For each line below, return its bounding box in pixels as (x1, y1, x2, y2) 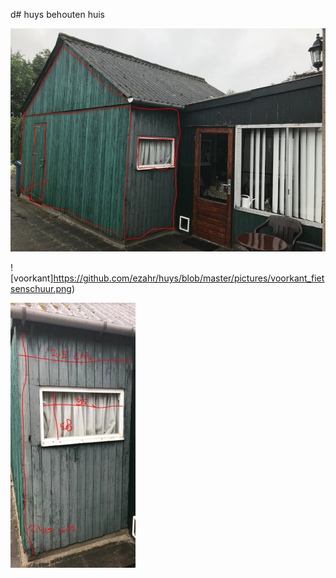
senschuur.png (10, 283, 72, 295)
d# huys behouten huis (10, 9, 105, 20)
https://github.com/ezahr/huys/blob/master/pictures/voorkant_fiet (53, 272, 325, 284)
